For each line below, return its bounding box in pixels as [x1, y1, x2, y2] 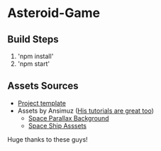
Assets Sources [7, 80, 79, 92]
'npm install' [17, 52, 54, 60]
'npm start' [17, 60, 50, 68]
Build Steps [7, 33, 59, 45]
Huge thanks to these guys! [7, 135, 88, 143]
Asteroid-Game [7, 5, 101, 21]
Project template [17, 99, 66, 107]
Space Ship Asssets [28, 121, 87, 130]
